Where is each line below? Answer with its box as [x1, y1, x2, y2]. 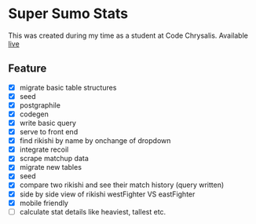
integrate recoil [19, 145, 69, 154]
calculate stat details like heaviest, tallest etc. [19, 207, 166, 216]
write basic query [19, 119, 77, 127]
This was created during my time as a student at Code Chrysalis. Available [8, 31, 249, 40]
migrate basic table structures [19, 83, 117, 92]
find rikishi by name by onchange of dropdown [19, 136, 171, 145]
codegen [19, 109, 49, 119]
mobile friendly [19, 198, 69, 207]
